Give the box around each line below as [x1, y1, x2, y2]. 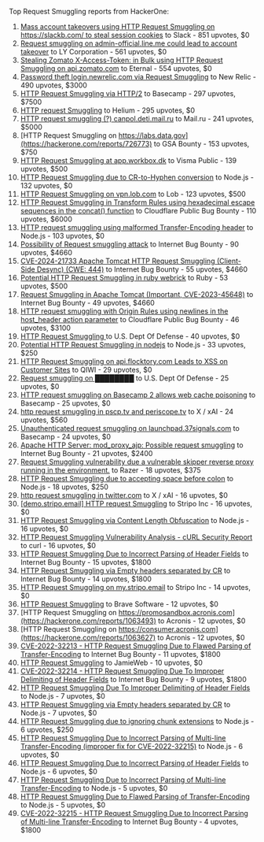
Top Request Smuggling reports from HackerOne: [9, 7, 170, 16]
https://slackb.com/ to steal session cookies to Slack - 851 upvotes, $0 [20, 31, 250, 39]
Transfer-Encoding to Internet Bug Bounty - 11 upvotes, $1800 [20, 650, 221, 658]
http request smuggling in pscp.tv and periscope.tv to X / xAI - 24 [20, 407, 234, 416]
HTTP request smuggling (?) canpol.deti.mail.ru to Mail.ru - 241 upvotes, [20, 114, 255, 123]
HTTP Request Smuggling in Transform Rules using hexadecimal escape [20, 198, 255, 207]
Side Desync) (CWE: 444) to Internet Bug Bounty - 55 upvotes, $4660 [20, 265, 248, 274]
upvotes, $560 [20, 415, 68, 425]
